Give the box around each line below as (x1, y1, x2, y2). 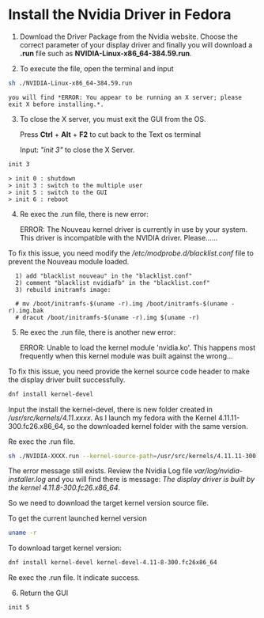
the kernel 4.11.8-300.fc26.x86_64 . (8, 483, 121, 492)
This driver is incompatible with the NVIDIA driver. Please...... (19, 233, 218, 242)
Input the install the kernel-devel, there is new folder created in (8, 404, 213, 414)
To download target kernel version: (8, 544, 123, 553)
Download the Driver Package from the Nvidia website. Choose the (19, 32, 239, 41)
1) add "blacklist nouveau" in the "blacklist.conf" (15, 271, 193, 280)
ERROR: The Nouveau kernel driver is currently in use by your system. (19, 224, 247, 234)
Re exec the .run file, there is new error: (19, 209, 149, 218)
